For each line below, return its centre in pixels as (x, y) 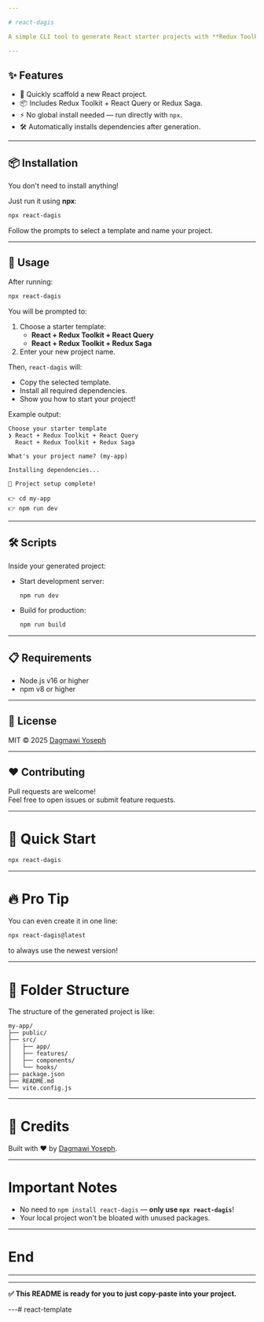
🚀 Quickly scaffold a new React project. (83, 95)
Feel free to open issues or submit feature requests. (92, 800)
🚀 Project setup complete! (52, 484)
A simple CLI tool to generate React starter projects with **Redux (123, 36)
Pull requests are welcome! (52, 791)
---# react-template (40, 1309)
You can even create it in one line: (63, 921)
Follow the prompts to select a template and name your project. (111, 230)
